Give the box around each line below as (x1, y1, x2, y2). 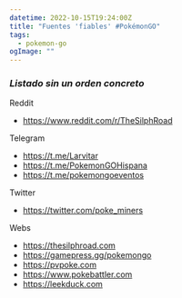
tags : (9, 30, 30, 39)
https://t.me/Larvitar (22, 151, 98, 162)
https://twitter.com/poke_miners (22, 205, 144, 216)
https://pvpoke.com (22, 260, 97, 271)
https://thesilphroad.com (22, 240, 116, 251)
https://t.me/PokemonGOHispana (22, 160, 148, 171)
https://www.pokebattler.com (22, 269, 133, 280)
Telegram (9, 133, 45, 144)
